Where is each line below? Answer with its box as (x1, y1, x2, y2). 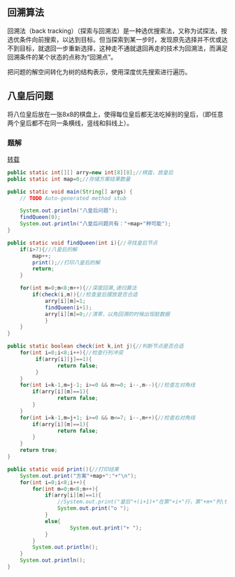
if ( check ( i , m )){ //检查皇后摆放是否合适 (32, 291, 138, 299)
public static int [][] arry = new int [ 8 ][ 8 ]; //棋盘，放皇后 (7, 169, 173, 176)
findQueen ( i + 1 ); (44, 304, 92, 311)
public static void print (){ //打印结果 (7, 466, 120, 473)
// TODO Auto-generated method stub (20, 194, 127, 201)
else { (44, 518, 61, 525)
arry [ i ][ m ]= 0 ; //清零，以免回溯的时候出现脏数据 (44, 311, 170, 318)
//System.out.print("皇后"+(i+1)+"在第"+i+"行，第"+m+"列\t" (57, 499, 231, 506)
